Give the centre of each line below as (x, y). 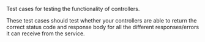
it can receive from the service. (46, 33)
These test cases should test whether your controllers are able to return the (102, 20)
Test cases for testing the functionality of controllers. (73, 9)
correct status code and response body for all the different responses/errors (103, 27)
